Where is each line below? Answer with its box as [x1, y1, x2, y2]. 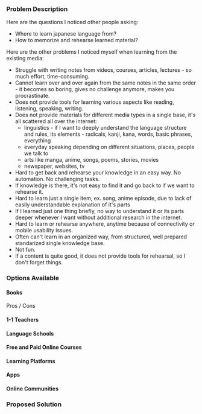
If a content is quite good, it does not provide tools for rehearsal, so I [14, 252, 186, 260]
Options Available [6, 274, 59, 282]
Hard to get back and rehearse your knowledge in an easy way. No [14, 169, 181, 176]
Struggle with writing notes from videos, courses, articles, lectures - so [14, 66, 192, 74]
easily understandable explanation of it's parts [14, 201, 131, 208]
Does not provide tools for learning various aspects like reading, [14, 98, 174, 106]
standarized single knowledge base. [14, 240, 106, 247]
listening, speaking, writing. [14, 105, 84, 112]
